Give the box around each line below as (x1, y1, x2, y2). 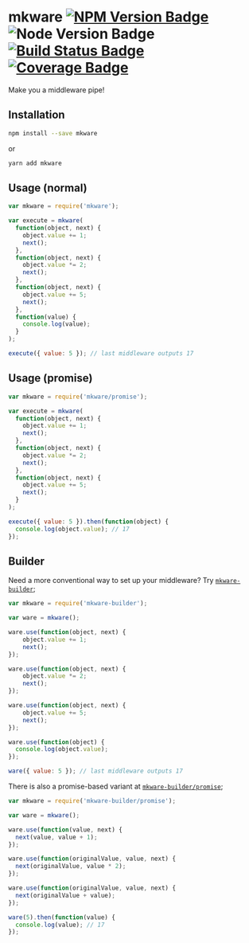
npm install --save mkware (8, 129, 98, 137)
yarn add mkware (8, 159, 62, 167)
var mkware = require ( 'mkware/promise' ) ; (8, 393, 148, 401)
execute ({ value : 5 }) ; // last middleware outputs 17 (8, 350, 194, 358)
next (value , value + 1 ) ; (15, 833, 98, 841)
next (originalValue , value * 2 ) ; (15, 863, 126, 871)
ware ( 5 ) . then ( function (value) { (8, 913, 115, 921)
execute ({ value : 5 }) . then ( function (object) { (8, 518, 169, 526)
